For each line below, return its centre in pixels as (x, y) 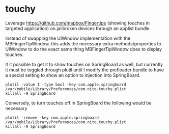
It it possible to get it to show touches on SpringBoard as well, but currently (84, 64)
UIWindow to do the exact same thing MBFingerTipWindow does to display (83, 49)
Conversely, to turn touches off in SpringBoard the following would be (78, 103)
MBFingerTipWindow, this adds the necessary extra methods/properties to (83, 43)
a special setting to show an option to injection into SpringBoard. (73, 75)
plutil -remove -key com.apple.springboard (52, 118)
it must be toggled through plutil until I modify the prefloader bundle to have (85, 70)
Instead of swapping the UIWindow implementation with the (68, 38)
